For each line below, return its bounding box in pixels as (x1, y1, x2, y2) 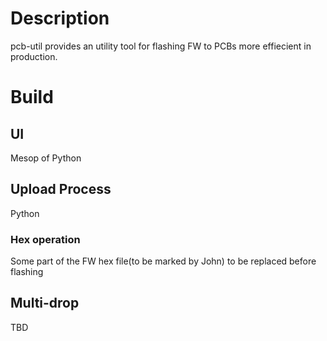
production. (10, 50, 58, 62)
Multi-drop (10, 295, 80, 312)
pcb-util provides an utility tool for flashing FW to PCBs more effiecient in (10, 40, 312, 52)
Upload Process (10, 181, 112, 198)
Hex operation (10, 232, 81, 246)
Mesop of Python (10, 152, 82, 164)
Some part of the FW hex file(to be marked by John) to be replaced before (10, 255, 317, 267)
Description (10, 7, 110, 30)
